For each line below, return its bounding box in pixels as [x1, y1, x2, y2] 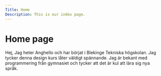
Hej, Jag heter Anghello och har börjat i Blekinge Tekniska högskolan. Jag [5, 50, 157, 56]
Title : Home [5, 7, 30, 12]
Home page [5, 33, 54, 45]
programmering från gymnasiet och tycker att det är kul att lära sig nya [5, 60, 150, 66]
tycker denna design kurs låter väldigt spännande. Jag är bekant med [5, 55, 148, 61]
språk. [5, 66, 18, 72]
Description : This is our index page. [5, 12, 85, 17]
